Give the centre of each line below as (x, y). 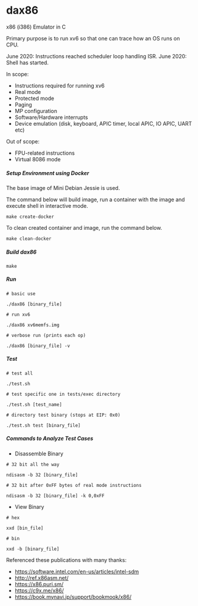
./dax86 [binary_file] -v (38, 346)
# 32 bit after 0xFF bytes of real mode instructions (74, 485)
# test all (20, 373)
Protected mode (34, 98)
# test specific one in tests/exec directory (63, 394)
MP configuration (36, 111)
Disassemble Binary (39, 454)
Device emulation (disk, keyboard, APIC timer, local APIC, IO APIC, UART (103, 123)
